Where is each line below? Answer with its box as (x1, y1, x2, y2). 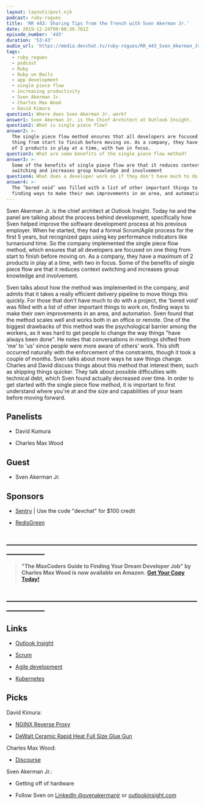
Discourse (15, 756, 41, 763)
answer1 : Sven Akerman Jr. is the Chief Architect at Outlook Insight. (6, 116, 192, 123)
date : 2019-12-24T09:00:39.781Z (6, 26, 88, 32)
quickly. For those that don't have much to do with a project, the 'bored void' (6, 296, 199, 304)
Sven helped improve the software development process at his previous (6, 220, 187, 227)
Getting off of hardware (15, 779, 74, 787)
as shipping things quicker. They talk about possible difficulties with (6, 368, 177, 375)
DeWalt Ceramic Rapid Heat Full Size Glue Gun (15, 732, 132, 740)
